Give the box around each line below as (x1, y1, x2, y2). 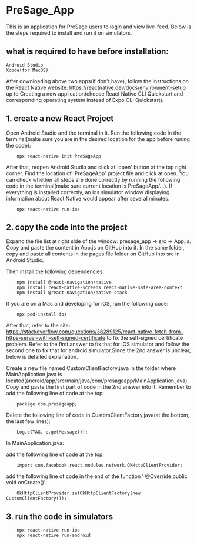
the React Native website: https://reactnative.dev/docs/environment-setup (6, 84, 186, 91)
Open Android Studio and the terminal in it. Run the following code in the (6, 129, 181, 136)
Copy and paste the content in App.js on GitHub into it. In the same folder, (6, 244, 185, 251)
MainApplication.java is (6, 371, 62, 378)
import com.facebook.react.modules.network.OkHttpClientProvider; (16, 463, 183, 468)
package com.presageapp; (16, 401, 78, 407)
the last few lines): (6, 418, 51, 425)
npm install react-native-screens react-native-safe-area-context (16, 284, 183, 291)
